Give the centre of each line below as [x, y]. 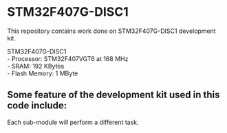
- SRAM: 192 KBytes [36, 66]
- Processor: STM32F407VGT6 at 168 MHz [68, 58]
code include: [37, 106]
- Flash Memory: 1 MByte [43, 73]
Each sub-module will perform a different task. [73, 122]
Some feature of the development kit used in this [113, 95]
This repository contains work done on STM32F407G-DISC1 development [111, 31]
